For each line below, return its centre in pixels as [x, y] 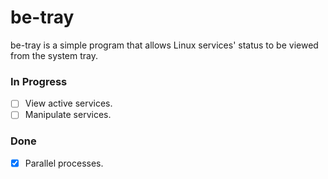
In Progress [39, 81]
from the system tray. [54, 55]
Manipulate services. [68, 115]
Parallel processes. [64, 163]
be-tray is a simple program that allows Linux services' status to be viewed [164, 45]
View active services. [68, 103]
